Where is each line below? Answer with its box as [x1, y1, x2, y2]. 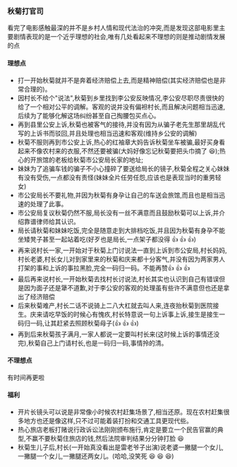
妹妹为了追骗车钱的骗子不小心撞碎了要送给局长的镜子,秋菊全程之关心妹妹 [17, 164, 230, 172]
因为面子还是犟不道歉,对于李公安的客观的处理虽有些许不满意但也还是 [23, 283, 224, 292]
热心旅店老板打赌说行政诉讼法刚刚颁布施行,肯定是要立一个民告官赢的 [17, 425, 217, 434]
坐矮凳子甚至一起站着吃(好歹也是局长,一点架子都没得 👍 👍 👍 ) [17, 235, 196, 243]
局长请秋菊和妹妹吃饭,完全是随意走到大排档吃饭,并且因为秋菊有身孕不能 [17, 226, 226, 235]
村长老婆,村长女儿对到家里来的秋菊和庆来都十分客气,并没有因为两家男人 [17, 254, 226, 263]
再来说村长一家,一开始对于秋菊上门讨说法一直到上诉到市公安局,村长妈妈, [17, 246, 227, 254]
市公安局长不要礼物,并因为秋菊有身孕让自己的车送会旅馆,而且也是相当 [17, 191, 219, 199]
